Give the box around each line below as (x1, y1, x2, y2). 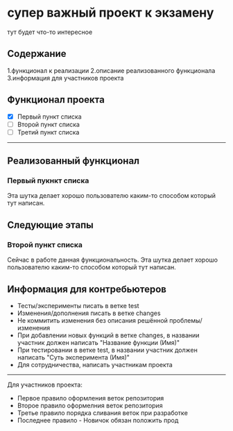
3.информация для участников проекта (7, 74, 124, 82)
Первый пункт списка (17, 112, 82, 121)
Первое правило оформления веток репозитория (17, 394, 164, 402)
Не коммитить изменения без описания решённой (17, 316, 169, 324)
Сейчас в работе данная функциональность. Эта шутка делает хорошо (7, 255, 218, 264)
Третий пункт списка (17, 128, 80, 136)
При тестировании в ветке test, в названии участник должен (17, 346, 198, 354)
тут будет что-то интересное (7, 28, 93, 36)
